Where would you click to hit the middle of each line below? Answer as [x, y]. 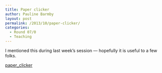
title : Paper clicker [27, 9]
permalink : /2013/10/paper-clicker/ [43, 23]
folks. [11, 55]
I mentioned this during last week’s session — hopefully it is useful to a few [81, 50]
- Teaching [21, 37]
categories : [17, 28]
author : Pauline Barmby [30, 14]
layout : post [18, 18]
